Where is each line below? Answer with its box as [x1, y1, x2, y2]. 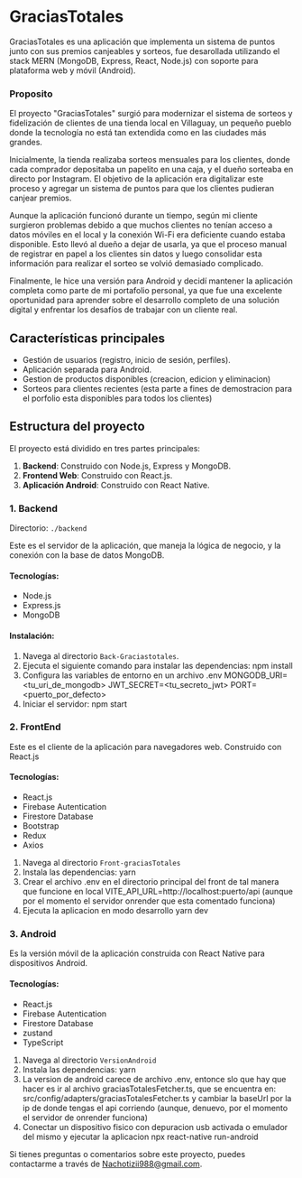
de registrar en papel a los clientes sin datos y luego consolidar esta [9, 248, 263, 259]
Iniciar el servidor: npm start [22, 698, 128, 710]
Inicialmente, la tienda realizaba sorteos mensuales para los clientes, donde [9, 154, 290, 165]
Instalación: [9, 630, 55, 641]
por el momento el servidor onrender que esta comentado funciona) [22, 895, 276, 906]
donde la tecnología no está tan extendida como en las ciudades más [9, 127, 267, 138]
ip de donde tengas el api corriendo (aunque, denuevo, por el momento [22, 1102, 288, 1113]
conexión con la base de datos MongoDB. [9, 550, 165, 561]
